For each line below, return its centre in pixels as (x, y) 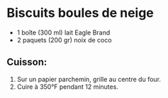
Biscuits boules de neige (80, 13)
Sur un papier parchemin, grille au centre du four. (89, 79)
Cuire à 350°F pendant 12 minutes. (67, 87)
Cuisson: (27, 62)
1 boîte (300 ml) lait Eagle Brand (63, 32)
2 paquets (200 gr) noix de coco (64, 39)
